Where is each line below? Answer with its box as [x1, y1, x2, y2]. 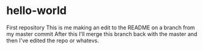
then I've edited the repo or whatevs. [6, 37, 100, 44]
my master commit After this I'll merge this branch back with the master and [6, 30, 197, 37]
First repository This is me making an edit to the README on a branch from [6, 24, 196, 31]
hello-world [6, 4, 67, 18]
